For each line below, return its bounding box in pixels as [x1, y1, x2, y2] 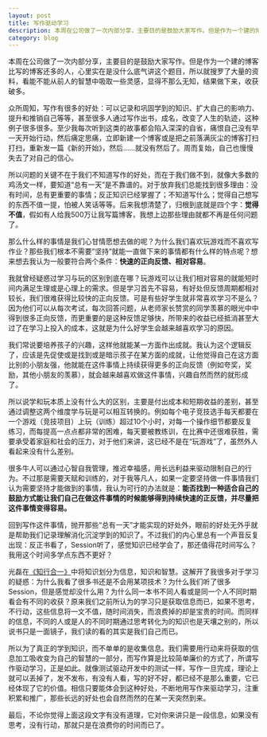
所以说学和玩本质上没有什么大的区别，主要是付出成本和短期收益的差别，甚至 [8, 397, 259, 407]
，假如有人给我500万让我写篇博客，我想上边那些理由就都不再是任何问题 [22, 210, 258, 220]
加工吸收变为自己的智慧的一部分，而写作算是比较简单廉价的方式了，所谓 [14, 653, 252, 663]
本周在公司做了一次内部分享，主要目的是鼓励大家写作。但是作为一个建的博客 [8, 57, 259, 66]
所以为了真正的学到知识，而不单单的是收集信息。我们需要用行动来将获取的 [8, 644, 252, 653]
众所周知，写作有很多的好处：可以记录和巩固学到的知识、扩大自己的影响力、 [8, 103, 259, 113]
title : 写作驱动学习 [8, 19, 69, 27]
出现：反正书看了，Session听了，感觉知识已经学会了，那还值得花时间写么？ [8, 540, 257, 550]
